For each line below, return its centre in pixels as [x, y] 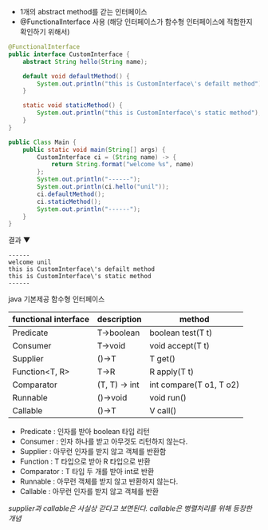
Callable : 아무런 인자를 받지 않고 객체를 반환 [89, 492]
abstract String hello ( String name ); [85, 62]
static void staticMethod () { [73, 106]
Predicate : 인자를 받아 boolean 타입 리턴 [85, 432]
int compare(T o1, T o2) [195, 385]
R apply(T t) [171, 372]
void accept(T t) [179, 346]
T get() [162, 359]
